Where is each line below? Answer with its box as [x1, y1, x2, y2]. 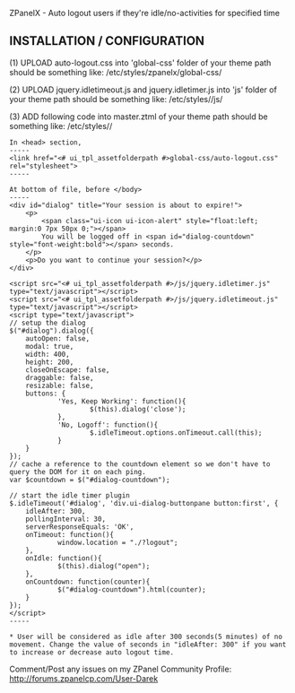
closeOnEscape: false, [25, 365, 110, 375]
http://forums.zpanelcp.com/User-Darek [9, 672, 159, 684]
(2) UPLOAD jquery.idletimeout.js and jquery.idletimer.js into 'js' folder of [9, 84, 278, 95]
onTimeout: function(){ [25, 530, 115, 539]
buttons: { [25, 389, 66, 398]
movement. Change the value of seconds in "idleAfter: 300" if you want [9, 640, 287, 649]
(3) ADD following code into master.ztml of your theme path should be [9, 111, 269, 122]
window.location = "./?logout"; [56, 538, 178, 547]
